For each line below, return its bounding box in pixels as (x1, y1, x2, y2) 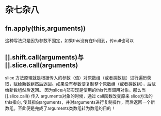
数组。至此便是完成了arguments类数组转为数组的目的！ (5, 105, 116, 111)
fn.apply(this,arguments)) (5, 24, 86, 32)
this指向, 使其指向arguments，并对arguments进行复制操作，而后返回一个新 (5, 99, 155, 105)
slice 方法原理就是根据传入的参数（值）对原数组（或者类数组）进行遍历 (5, 75, 147, 80)
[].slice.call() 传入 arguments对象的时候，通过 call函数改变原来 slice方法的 (5, 93, 153, 99)
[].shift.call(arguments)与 (5, 53, 84, 61)
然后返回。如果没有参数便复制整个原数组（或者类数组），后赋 (34, 81, 156, 87)
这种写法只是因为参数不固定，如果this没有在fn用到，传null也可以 (5, 38, 134, 43)
